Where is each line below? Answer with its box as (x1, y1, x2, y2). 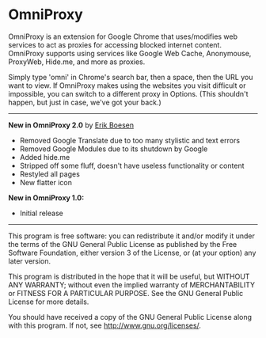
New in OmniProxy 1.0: (8, 192, 85, 203)
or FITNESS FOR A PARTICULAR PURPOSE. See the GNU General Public (8, 288, 244, 298)
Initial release (19, 208, 63, 218)
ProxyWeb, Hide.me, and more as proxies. (8, 57, 146, 66)
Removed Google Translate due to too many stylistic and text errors (19, 135, 240, 145)
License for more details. (8, 297, 89, 306)
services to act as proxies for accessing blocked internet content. (8, 40, 222, 49)
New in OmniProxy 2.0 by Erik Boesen (8, 120, 135, 130)
